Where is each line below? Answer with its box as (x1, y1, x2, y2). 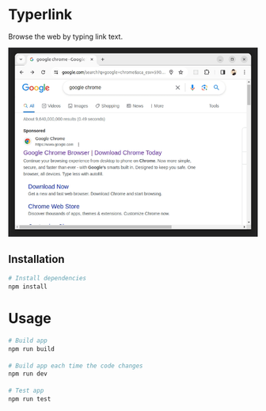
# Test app (8, 386, 44, 395)
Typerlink (8, 6, 73, 24)
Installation (8, 252, 65, 266)
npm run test (8, 395, 51, 403)
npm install (8, 283, 47, 291)
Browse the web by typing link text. (8, 32, 123, 41)
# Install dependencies (8, 275, 87, 283)
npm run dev (8, 370, 47, 378)
